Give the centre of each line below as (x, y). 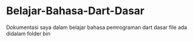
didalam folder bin (28, 33)
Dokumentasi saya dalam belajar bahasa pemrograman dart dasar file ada (97, 27)
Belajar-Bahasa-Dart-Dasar (75, 11)
